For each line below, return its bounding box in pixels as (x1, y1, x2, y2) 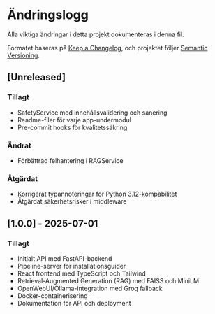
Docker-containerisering (17, 291, 88, 300)
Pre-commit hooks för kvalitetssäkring (17, 123, 128, 131)
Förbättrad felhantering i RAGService (17, 156, 124, 164)
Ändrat (7, 141, 31, 150)
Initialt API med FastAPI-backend (17, 254, 112, 262)
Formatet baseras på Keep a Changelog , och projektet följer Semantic (7, 43, 208, 52)
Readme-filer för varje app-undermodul (17, 115, 131, 124)
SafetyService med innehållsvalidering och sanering (17, 108, 168, 117)
